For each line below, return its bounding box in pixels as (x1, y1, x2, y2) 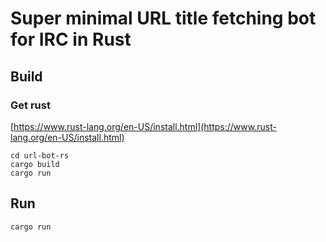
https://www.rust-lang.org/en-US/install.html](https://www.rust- (13, 120, 277, 132)
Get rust (10, 98, 51, 112)
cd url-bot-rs (10, 150, 70, 161)
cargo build (10, 159, 60, 169)
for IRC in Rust (10, 28, 132, 51)
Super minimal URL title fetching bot (10, 7, 317, 30)
